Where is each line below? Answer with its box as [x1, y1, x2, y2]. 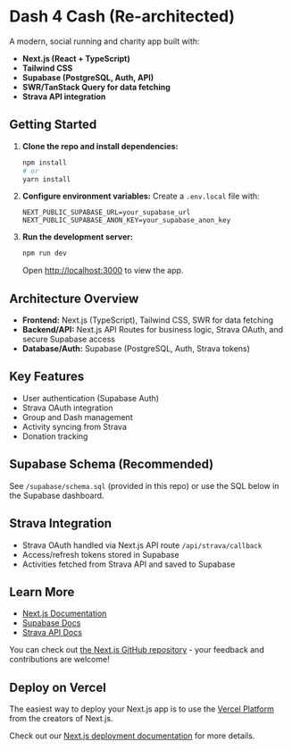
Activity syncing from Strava [21, 421, 128, 432]
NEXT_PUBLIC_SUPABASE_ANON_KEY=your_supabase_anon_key [21, 216, 231, 225]
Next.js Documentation [21, 608, 107, 619]
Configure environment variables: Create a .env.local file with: [21, 190, 261, 202]
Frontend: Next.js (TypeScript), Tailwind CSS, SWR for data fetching [21, 315, 274, 325]
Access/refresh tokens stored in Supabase [21, 549, 180, 560]
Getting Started [9, 117, 97, 132]
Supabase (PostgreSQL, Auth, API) [21, 72, 154, 82]
